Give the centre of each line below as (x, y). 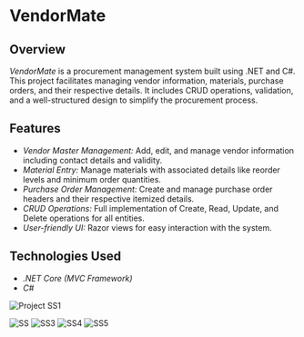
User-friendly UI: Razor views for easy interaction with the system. (147, 227)
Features (35, 129)
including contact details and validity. (92, 160)
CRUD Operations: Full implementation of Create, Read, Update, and (151, 208)
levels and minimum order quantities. (92, 179)
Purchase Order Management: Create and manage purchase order (147, 189)
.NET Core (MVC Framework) (77, 278)
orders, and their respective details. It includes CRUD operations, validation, (152, 90)
